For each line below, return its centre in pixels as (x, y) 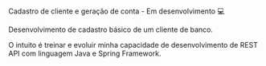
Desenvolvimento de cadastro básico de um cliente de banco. (111, 29)
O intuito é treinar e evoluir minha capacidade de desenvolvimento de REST (133, 45)
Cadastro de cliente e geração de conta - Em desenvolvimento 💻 (117, 11)
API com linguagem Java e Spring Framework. (85, 53)
